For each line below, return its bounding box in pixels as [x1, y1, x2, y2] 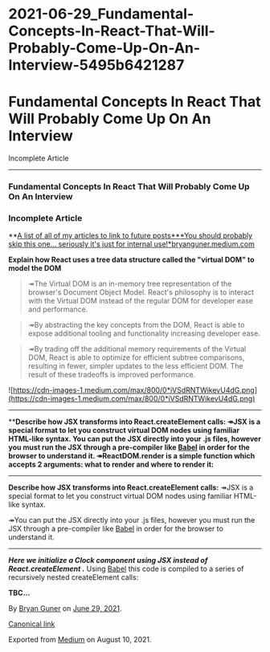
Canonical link [8, 619, 55, 629]
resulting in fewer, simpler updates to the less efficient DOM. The [27, 361, 243, 371]
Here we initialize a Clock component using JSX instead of [8, 556, 208, 565]
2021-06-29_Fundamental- [8, 5, 194, 23]
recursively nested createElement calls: [8, 573, 139, 582]
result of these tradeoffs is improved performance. [27, 370, 196, 380]
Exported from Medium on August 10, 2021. [8, 635, 152, 645]
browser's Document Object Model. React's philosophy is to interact [27, 287, 255, 297]
